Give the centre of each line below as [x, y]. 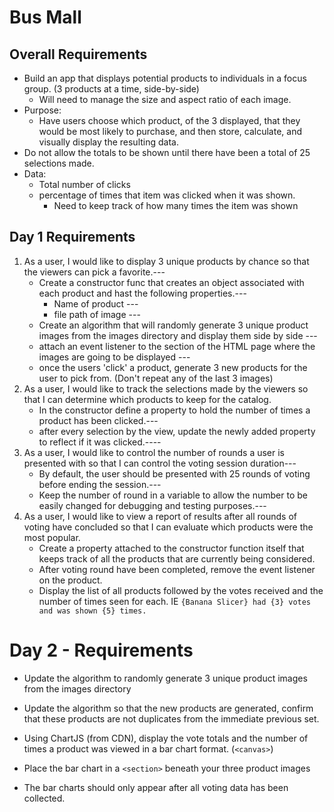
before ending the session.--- [100, 484]
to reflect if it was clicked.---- [100, 442]
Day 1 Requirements [72, 237]
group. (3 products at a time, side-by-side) [111, 89]
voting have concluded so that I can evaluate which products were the [168, 527]
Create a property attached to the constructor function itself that [171, 548]
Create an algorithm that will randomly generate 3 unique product [173, 325]
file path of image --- [97, 314]
